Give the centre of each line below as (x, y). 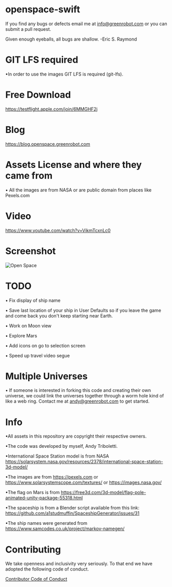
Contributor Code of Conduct (36, 579)
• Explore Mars (21, 335)
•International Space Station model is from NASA (57, 456)
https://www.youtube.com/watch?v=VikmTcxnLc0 (58, 230)
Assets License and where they (74, 165)
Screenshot (31, 251)
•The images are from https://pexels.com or (52, 477)
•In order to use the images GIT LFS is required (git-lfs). (64, 74)
